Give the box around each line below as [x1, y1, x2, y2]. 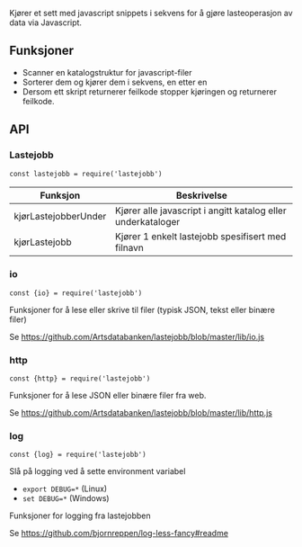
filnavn [115, 241, 144, 254]
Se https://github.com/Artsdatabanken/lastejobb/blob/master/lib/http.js [9, 408, 272, 418]
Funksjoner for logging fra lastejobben [9, 510, 151, 521]
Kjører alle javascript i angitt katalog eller [115, 204, 287, 217]
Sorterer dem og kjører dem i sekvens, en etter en [22, 76, 208, 87]
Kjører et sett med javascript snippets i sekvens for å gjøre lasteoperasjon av [9, 8, 293, 18]
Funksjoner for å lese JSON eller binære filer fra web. [9, 390, 207, 401]
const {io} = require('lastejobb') [9, 288, 143, 298]
